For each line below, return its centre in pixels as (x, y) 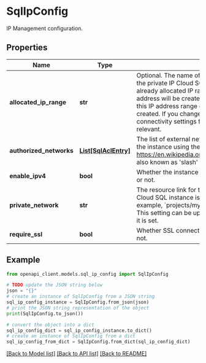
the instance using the (168, 147)
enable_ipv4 (28, 176)
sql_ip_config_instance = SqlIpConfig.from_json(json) (78, 302)
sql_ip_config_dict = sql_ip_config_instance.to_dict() (79, 330)
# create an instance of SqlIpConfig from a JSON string (81, 297)
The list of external (163, 139)
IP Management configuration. (45, 28)
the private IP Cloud (165, 83)
